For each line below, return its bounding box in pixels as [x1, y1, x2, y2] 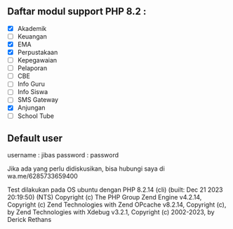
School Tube [17, 112, 55, 120]
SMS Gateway [17, 96, 58, 104]
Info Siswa [17, 88, 48, 96]
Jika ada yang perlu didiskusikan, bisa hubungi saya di [7, 164, 165, 173]
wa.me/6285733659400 [7, 172, 79, 181]
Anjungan [17, 103, 46, 112]
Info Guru [17, 80, 46, 89]
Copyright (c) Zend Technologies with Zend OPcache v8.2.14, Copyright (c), [7, 200, 227, 209]
